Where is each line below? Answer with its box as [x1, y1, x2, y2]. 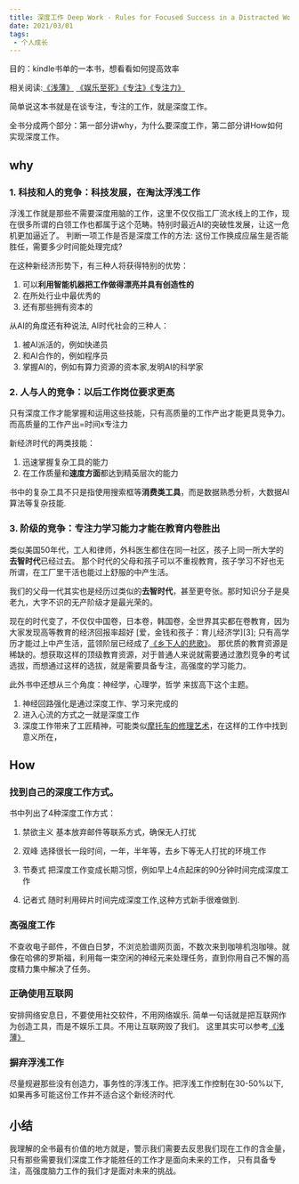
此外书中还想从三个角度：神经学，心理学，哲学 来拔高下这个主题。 [9, 678, 254, 690]
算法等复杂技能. [9, 498, 67, 508]
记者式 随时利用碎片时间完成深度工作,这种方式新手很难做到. [21, 895, 240, 905]
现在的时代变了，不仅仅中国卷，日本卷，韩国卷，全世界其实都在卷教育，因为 [9, 615, 290, 626]
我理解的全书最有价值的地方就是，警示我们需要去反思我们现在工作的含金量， [9, 1143, 290, 1154]
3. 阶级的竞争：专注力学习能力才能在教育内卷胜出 [9, 523, 221, 535]
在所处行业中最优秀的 [21, 290, 101, 301]
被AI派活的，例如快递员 [21, 339, 109, 350]
